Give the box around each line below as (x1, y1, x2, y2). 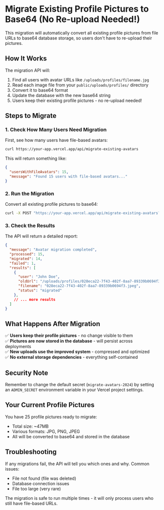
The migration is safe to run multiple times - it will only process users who (5, 495, 154, 501)
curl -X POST (5, 211, 32, 216)
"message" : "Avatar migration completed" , (9, 247, 97, 252)
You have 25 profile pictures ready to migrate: (5, 413, 98, 420)
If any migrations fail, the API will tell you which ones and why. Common (5, 461, 150, 467)
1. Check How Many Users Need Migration (5, 126, 107, 133)
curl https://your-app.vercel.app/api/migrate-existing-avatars (5, 147, 139, 152)
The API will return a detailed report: (5, 233, 78, 239)
